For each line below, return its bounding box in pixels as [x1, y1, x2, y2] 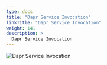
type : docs [6, 8, 33, 15]
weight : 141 [6, 25, 35, 31]
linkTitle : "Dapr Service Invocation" [6, 19, 102, 25]
